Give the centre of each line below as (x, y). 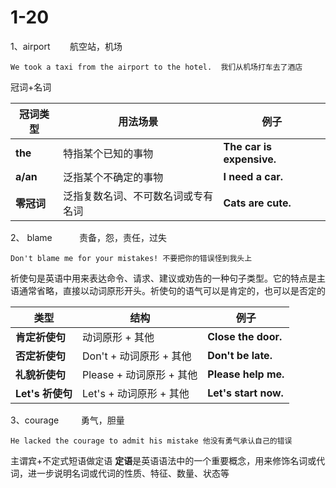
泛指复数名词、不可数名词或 (128, 196)
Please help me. (246, 374)
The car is (247, 146)
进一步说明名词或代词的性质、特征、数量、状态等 (128, 473)
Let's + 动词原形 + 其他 (136, 393)
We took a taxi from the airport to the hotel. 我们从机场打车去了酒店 (156, 67)
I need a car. (253, 176)
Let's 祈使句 (44, 393)
